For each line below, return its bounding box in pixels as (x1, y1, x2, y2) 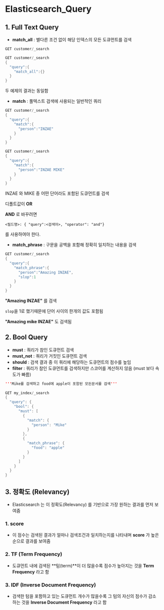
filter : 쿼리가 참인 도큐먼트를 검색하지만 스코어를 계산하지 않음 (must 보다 (12, 365, 155, 371)
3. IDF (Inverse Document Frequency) (5, 581, 96, 588)
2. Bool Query (5, 333, 48, 341)
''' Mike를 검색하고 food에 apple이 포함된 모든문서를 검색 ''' (5, 381, 117, 386)
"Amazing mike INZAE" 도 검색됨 (5, 319, 72, 324)
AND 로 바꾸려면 (5, 212, 37, 217)
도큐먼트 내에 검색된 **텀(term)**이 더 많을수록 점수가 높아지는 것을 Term (12, 562, 155, 569)
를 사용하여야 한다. (5, 231, 41, 237)
